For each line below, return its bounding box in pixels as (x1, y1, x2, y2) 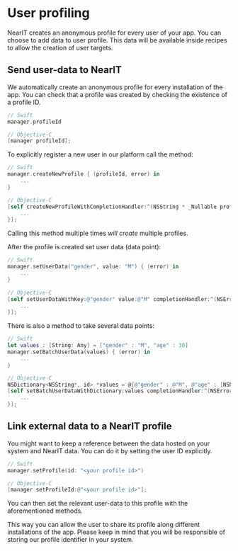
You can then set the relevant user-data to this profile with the (7, 499, 188, 508)
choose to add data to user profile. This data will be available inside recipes (7, 35, 228, 44)
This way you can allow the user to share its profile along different (7, 521, 200, 529)
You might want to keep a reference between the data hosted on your (7, 439, 210, 448)
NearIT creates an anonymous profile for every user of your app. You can (7, 28, 222, 37)
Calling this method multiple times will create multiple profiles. (7, 229, 189, 238)
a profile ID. (7, 98, 41, 106)
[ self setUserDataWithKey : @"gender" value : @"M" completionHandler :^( (7, 295, 217, 302)
